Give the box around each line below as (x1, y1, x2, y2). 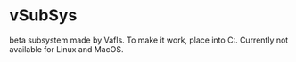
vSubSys (9, 5, 78, 26)
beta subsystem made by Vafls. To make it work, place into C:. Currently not (9, 35, 289, 45)
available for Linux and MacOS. (9, 43, 124, 54)
